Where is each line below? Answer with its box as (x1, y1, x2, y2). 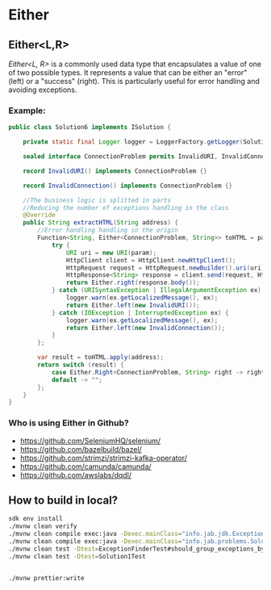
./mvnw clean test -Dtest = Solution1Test (8, 552, 147, 560)
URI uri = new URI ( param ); (65, 249, 157, 257)
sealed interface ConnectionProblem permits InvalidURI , (23, 153, 219, 161)
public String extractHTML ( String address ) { (23, 219, 179, 227)
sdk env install (8, 515, 63, 523)
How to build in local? (8, 493, 119, 507)
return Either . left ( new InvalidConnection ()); (65, 324, 226, 332)
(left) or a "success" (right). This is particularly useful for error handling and (8, 77, 261, 86)
